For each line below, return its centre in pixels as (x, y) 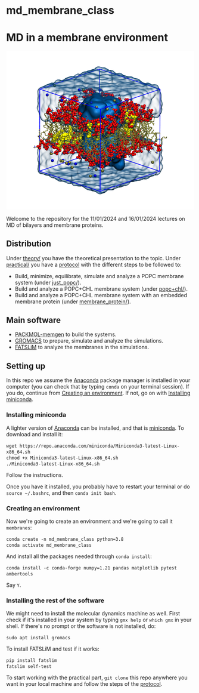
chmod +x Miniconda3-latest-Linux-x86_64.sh (62, 458)
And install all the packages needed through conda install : (79, 556)
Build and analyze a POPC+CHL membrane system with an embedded (101, 295)
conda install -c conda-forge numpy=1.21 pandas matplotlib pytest (92, 568)
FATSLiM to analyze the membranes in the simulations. (82, 347)
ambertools (20, 574)
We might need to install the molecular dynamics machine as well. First (93, 614)
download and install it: (35, 434)
